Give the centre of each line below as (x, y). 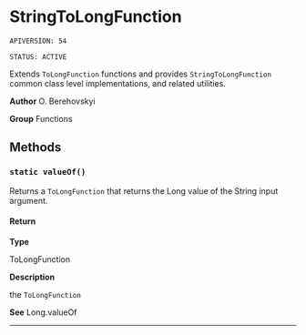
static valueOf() (48, 172)
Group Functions (41, 118)
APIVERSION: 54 (38, 41)
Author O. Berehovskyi (52, 101)
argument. (29, 200)
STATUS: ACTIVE (38, 56)
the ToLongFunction (46, 294)
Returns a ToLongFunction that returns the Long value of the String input (144, 191)
